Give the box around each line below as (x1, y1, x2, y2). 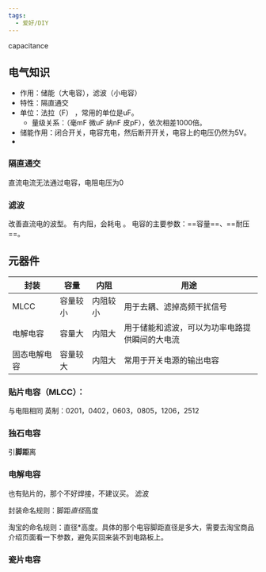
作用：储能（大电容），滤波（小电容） (19, 88, 142, 98)
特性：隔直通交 (19, 98, 69, 108)
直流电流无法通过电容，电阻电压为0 (8, 178, 124, 187)
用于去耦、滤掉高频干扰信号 (123, 301, 228, 312)
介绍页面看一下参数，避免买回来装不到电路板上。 (8, 532, 168, 542)
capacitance (8, 40, 49, 50)
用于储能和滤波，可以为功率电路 (123, 322, 244, 333)
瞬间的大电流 (131, 334, 180, 345)
